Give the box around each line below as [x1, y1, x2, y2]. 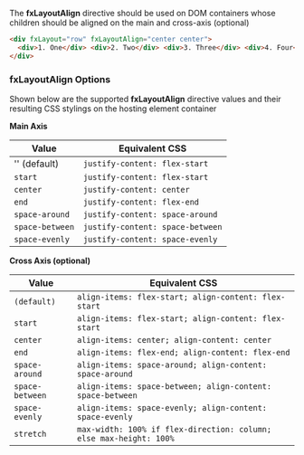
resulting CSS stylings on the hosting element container [9, 103, 217, 114]
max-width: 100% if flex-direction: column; [76, 424, 272, 434]
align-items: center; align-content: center [76, 335, 272, 345]
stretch [14, 429, 47, 439]
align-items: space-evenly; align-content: [76, 403, 268, 412]
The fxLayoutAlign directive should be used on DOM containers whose [9, 8, 276, 18]
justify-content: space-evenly [82, 234, 218, 244]
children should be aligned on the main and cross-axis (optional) [9, 17, 250, 28]
